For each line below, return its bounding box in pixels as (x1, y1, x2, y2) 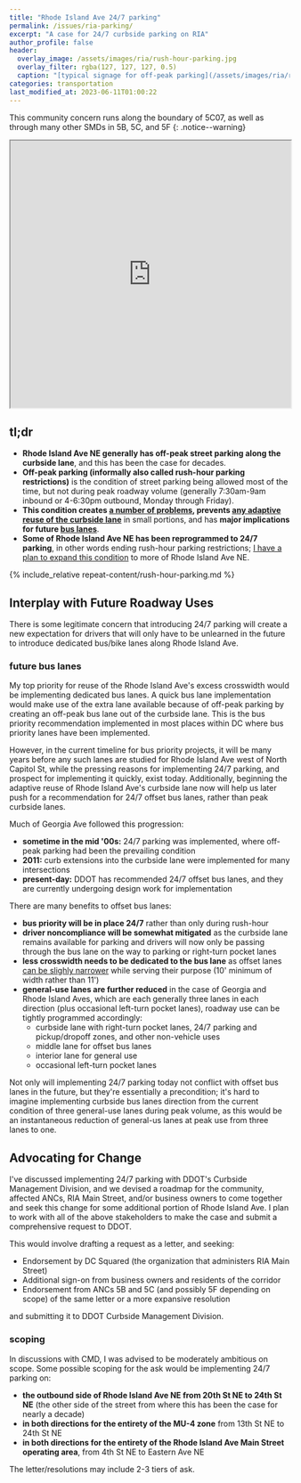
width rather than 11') (21, 974, 100, 985)
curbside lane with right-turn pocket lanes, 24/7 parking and (35, 1022, 257, 1033)
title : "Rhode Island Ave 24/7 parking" (9, 12, 162, 22)
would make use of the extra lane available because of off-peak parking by (9, 699, 285, 710)
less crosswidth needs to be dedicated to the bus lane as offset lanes (21, 956, 282, 966)
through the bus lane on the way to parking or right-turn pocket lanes (21, 946, 277, 957)
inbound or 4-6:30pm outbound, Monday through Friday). (21, 495, 234, 506)
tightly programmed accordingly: (21, 1013, 142, 1023)
